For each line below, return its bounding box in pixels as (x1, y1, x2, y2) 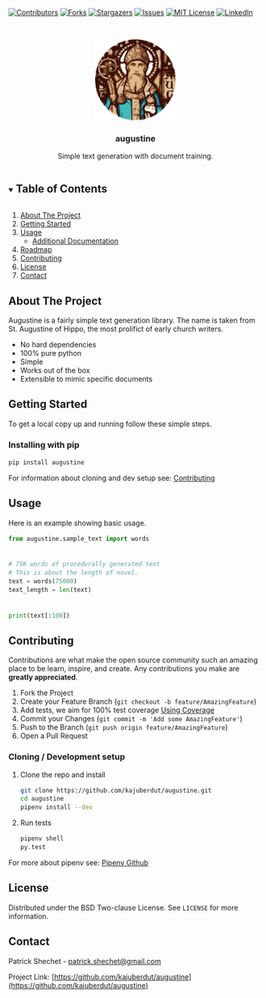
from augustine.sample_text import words (8, 535, 150, 543)
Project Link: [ (8, 971, 55, 982)
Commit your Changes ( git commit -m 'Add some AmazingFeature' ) (19, 714, 243, 724)
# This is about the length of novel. (8, 569, 139, 577)
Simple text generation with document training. (57, 151, 214, 161)
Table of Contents (15, 182, 107, 196)
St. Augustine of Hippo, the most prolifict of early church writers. (8, 324, 224, 333)
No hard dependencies (19, 340, 97, 349)
